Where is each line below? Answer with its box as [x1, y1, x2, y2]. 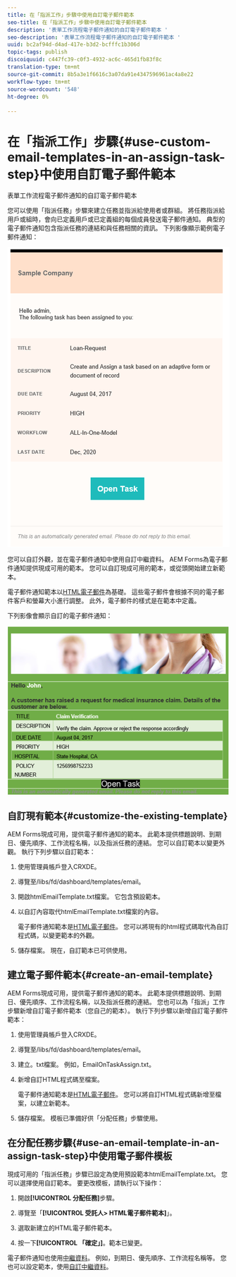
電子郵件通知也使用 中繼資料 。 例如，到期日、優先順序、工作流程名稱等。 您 [7, 1254, 227, 1262]
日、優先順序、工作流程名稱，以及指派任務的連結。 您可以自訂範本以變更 [7, 839, 219, 847]
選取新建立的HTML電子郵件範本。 [17, 1223, 116, 1233]
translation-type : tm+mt [7, 63, 80, 70]
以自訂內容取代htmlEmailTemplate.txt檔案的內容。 [17, 908, 163, 916]
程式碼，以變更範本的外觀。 [17, 931, 99, 940]
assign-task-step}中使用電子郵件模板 [7, 1149, 173, 1162]
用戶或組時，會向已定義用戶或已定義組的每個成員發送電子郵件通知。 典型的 [7, 215, 225, 223]
